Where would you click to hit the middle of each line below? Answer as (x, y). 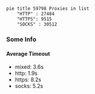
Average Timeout (28, 53)
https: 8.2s (28, 80)
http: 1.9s (26, 73)
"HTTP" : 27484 (36, 14)
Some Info (22, 39)
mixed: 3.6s (29, 67)
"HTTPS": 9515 (34, 19)
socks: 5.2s (29, 86)
